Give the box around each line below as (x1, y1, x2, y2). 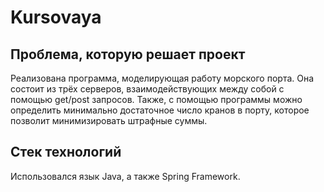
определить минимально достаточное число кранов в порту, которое (10, 104, 310, 116)
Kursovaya (10, 6, 102, 29)
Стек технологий (10, 144, 122, 161)
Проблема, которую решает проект (10, 46, 246, 63)
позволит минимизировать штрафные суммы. (10, 115, 208, 126)
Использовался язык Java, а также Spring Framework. (10, 170, 241, 182)
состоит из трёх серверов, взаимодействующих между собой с (10, 83, 285, 95)
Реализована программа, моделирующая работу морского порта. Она (10, 72, 315, 84)
